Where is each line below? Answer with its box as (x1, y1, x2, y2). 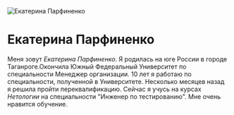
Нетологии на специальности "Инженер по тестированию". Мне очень (7, 92, 221, 101)
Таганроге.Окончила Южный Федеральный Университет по (7, 62, 187, 71)
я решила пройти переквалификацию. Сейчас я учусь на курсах (7, 85, 202, 93)
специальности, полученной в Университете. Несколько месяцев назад (7, 77, 225, 85)
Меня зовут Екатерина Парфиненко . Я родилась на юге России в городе (7, 54, 228, 63)
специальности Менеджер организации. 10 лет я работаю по (7, 70, 192, 78)
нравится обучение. (7, 99, 68, 108)
